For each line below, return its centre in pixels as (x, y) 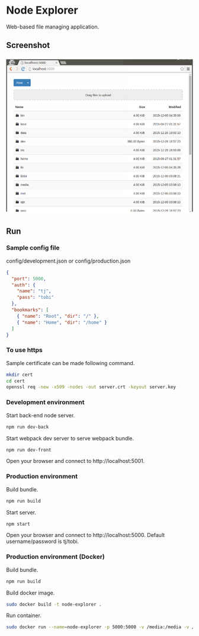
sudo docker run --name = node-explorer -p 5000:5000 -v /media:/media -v (98, 627)
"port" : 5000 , (29, 279)
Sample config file (33, 248)
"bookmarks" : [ (30, 310)
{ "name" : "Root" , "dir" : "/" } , (58, 316)
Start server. (21, 512)
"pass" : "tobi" (36, 298)
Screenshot (28, 45)
